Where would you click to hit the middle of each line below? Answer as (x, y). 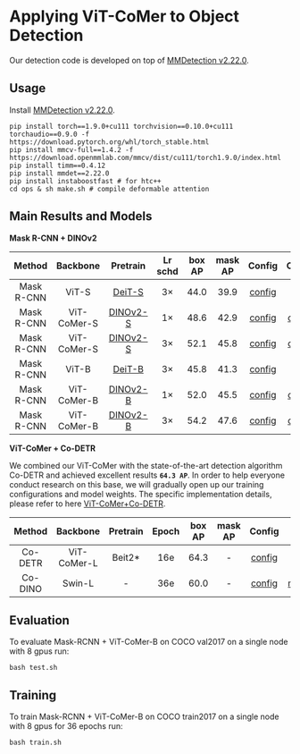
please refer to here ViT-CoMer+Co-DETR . (87, 504)
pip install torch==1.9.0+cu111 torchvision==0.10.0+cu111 (121, 126)
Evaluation (39, 620)
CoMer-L (78, 563)
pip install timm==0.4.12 (57, 165)
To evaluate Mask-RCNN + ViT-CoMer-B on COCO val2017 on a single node (149, 642)
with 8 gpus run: (39, 651)
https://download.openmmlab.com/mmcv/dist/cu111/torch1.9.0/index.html (145, 157)
